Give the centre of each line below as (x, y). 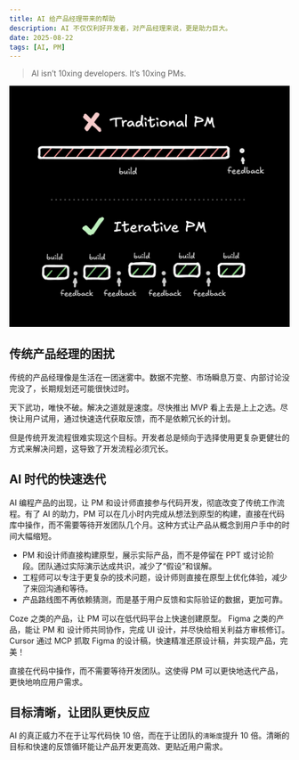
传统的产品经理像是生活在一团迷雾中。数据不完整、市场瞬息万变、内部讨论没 (149, 377)
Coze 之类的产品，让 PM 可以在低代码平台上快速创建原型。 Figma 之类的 (143, 618)
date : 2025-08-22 (41, 37)
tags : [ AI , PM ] (37, 47)
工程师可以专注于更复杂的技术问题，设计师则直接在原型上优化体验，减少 (154, 577)
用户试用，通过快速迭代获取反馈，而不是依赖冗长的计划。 (130, 418)
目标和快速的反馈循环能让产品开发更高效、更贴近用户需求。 (118, 747)
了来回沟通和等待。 (57, 588)
